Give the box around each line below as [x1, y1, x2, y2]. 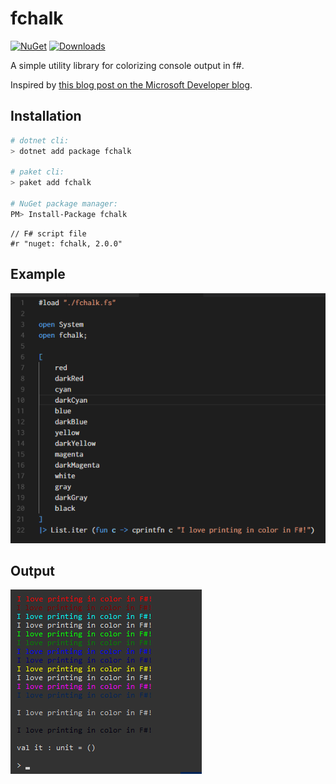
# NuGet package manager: [10, 199, 118, 209]
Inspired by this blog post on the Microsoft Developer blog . [10, 78, 253, 91]
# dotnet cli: [10, 135, 70, 146]
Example [10, 266, 66, 283]
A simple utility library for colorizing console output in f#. [10, 59, 245, 71]
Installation [10, 108, 82, 125]
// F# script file [10, 228, 87, 239]
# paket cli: [10, 167, 65, 177]
